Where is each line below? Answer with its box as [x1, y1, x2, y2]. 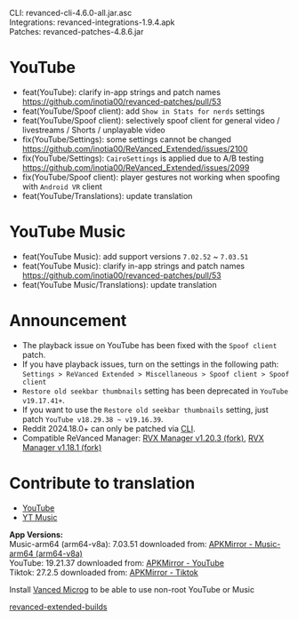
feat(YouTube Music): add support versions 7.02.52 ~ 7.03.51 [21, 250, 249, 261]
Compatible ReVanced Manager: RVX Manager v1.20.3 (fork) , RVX [21, 433, 264, 443]
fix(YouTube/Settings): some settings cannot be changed [21, 133, 231, 145]
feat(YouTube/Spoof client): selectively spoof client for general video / [21, 115, 280, 125]
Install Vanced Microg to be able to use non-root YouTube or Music [9, 584, 255, 594]
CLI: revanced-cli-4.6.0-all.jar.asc [9, 8, 133, 18]
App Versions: [9, 529, 64, 540]
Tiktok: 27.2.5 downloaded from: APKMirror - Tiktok [9, 567, 198, 577]
